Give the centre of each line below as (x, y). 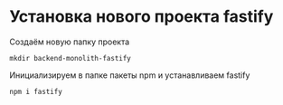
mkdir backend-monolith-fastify (70, 58)
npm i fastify (36, 91)
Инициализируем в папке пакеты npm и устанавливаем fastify (130, 75)
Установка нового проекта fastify (141, 17)
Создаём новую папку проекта (70, 42)
